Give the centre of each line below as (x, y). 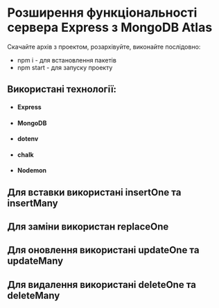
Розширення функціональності (102, 13)
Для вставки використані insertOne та (94, 192)
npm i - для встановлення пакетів (67, 60)
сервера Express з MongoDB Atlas (110, 27)
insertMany (33, 203)
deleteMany (34, 295)
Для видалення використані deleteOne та (102, 285)
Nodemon (32, 171)
